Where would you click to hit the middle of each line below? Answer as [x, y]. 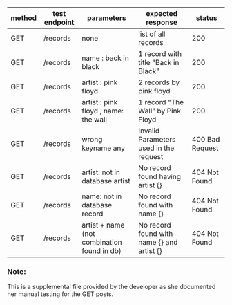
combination [102, 242]
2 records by [159, 82]
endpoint [59, 22]
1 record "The [161, 102]
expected [162, 13]
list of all [152, 34]
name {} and [158, 242]
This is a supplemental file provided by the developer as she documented [112, 287]
